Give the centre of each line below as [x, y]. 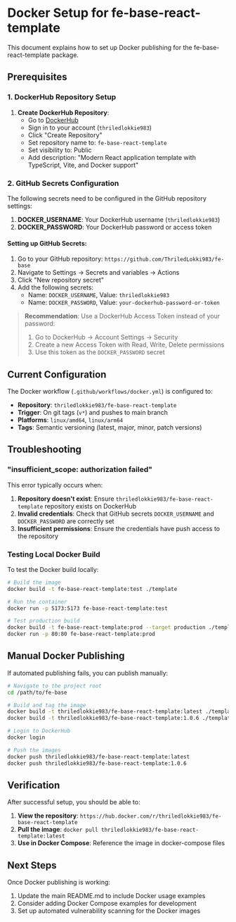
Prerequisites [37, 77]
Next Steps [32, 865]
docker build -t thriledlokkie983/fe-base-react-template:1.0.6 [103, 718]
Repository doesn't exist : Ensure [66, 499]
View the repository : [48, 816]
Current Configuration [57, 374]
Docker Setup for [58, 13]
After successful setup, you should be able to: [74, 802]
